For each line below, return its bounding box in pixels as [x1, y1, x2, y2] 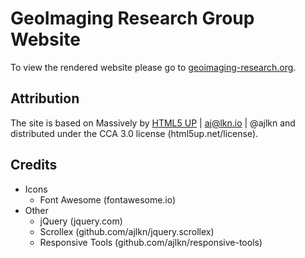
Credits [10, 157, 58, 174]
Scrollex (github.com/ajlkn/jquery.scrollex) [39, 225, 215, 237]
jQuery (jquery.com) [39, 215, 123, 227]
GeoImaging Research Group [10, 7, 255, 30]
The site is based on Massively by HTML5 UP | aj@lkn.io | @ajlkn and [10, 117, 296, 129]
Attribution [10, 90, 80, 107]
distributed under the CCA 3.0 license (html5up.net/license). [10, 127, 259, 139]
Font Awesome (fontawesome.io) [39, 193, 177, 206]
